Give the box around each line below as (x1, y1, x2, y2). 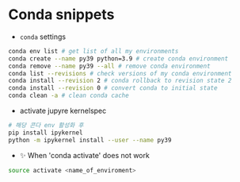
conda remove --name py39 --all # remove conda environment (8, 62, 211, 70)
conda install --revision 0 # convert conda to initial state (8, 84, 218, 92)
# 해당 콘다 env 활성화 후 (8, 122, 84, 130)
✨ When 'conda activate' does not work (19, 150, 150, 160)
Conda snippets (8, 6, 115, 24)
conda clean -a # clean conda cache (8, 91, 129, 100)
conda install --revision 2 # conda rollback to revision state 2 (8, 77, 232, 85)
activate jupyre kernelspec (19, 106, 107, 116)
